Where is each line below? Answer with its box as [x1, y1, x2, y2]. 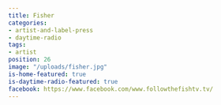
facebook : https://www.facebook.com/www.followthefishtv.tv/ [8, 84, 214, 93]
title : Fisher [8, 11, 55, 20]
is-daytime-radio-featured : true [8, 77, 118, 85]
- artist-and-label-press [8, 26, 93, 34]
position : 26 [8, 56, 51, 64]
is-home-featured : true [8, 70, 87, 78]
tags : [8, 41, 26, 49]
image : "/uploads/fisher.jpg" [8, 63, 108, 71]
